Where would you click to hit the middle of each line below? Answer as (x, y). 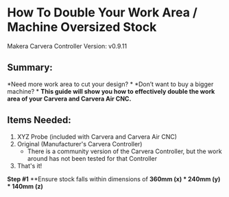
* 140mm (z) (25, 186)
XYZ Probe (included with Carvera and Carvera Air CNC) (97, 136)
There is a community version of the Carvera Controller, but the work (124, 151)
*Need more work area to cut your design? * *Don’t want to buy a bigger (110, 84)
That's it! (29, 166)
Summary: (30, 67)
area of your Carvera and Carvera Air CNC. (69, 98)
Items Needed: (39, 120)
